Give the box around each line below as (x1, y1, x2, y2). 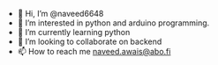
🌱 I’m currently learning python (17, 27, 131, 37)
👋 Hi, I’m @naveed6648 (17, 9, 104, 18)
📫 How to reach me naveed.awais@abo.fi (17, 47, 171, 56)
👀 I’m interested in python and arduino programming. (17, 18, 210, 28)
